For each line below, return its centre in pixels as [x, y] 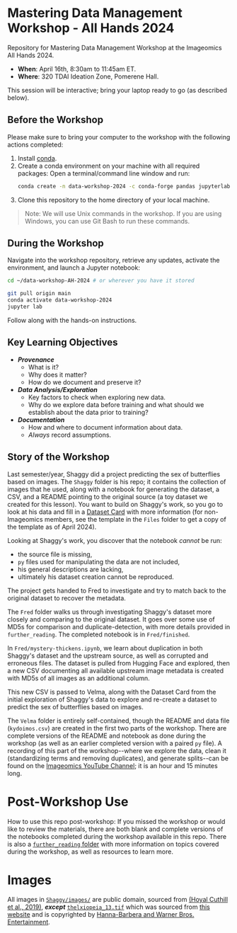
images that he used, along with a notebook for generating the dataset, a [114, 489]
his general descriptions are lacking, [70, 569]
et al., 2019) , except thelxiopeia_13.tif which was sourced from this [109, 907]
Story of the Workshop [58, 457]
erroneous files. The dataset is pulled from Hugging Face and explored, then [118, 663]
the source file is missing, [55, 554]
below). [18, 98]
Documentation [41, 420]
